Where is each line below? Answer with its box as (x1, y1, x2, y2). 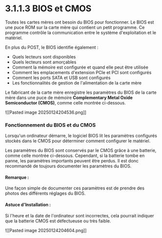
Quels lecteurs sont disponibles (12, 53, 76, 59)
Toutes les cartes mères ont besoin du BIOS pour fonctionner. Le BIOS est (5, 19, 154, 25)
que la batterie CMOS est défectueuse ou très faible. (5, 218, 111, 224)
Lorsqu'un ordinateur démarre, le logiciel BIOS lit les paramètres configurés (5, 133, 158, 139)
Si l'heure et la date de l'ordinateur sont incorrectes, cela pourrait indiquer (5, 212, 154, 218)
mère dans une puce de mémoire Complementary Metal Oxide (5, 94, 133, 101)
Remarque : (5, 174, 29, 180)
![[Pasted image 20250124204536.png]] (5, 109, 87, 115)
